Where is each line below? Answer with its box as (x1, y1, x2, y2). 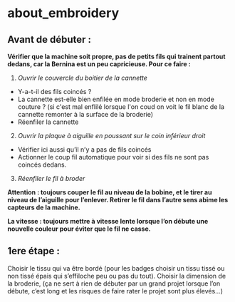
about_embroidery (7, 5, 120, 21)
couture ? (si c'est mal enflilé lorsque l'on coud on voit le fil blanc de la (17, 103, 224, 111)
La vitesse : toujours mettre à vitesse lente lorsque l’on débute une (7, 217, 209, 225)
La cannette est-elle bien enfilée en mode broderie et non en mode (17, 95, 215, 103)
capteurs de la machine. (7, 203, 80, 212)
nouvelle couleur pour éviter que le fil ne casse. (7, 224, 151, 233)
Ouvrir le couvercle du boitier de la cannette (17, 73, 148, 82)
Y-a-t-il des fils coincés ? (17, 88, 92, 95)
